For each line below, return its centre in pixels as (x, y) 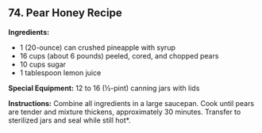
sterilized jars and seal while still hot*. (69, 120)
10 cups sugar (42, 64)
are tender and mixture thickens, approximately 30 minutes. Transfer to (125, 112)
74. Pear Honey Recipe (65, 13)
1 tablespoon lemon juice (60, 72)
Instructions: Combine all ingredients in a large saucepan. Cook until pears (131, 103)
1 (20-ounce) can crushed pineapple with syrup (98, 47)
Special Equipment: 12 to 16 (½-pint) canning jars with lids (104, 88)
